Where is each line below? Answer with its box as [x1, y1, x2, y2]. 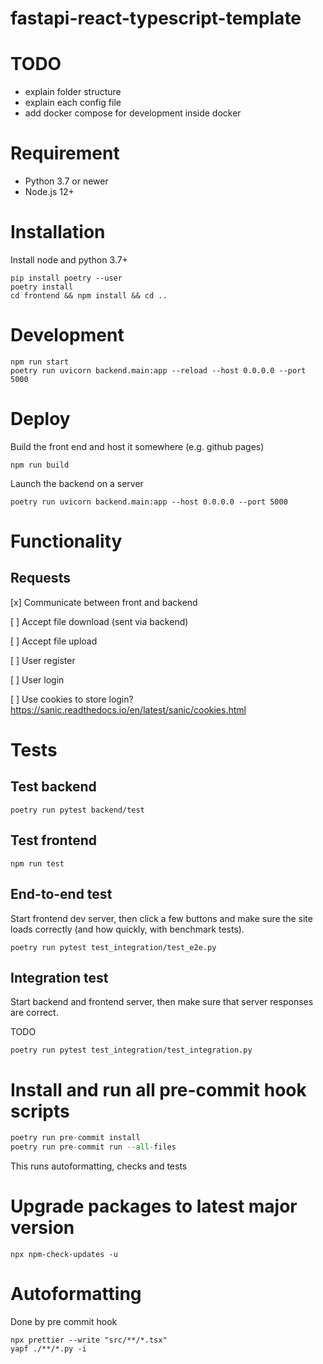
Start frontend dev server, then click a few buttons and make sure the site [10, 912, 313, 924]
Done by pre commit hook [10, 1315, 118, 1327]
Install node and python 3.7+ [10, 254, 128, 266]
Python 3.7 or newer [24, 175, 109, 187]
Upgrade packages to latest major [10, 1195, 298, 1218]
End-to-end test [10, 886, 113, 903]
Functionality [10, 530, 123, 553]
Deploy [10, 408, 71, 431]
